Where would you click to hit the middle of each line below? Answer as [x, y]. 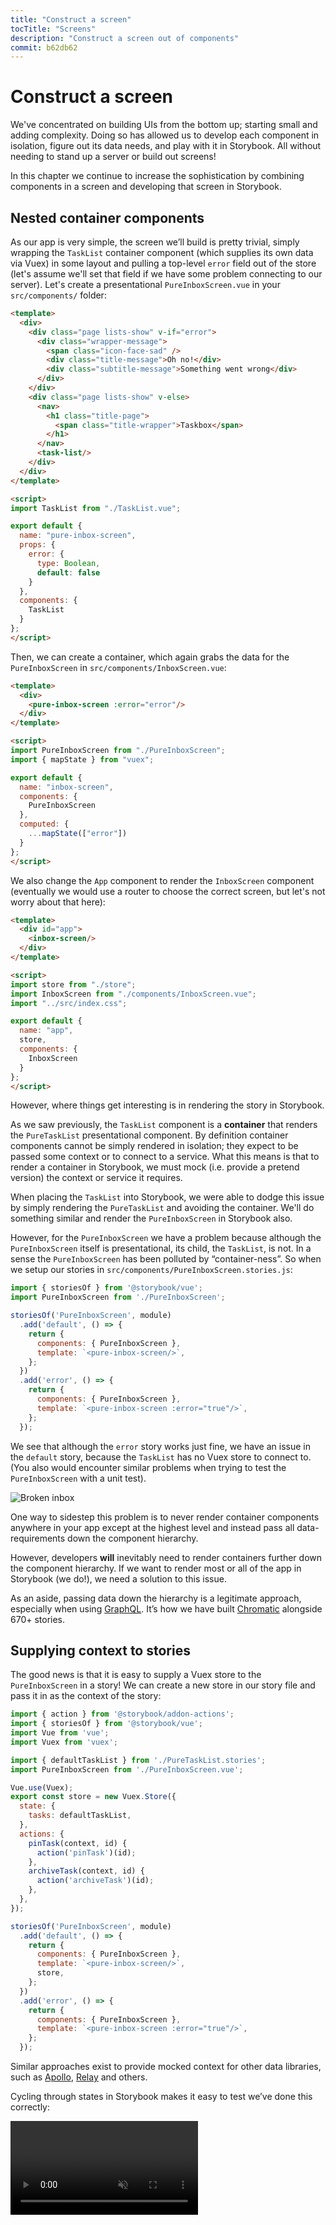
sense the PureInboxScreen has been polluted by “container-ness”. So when [166, 1259]
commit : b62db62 [44, 47]
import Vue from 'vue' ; [60, 1733]
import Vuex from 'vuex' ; [64, 1742]
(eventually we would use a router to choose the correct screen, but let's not [168, 891]
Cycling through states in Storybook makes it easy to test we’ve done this [161, 2097]
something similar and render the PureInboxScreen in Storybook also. [151, 1218]
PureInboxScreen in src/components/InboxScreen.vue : [118, 667]
